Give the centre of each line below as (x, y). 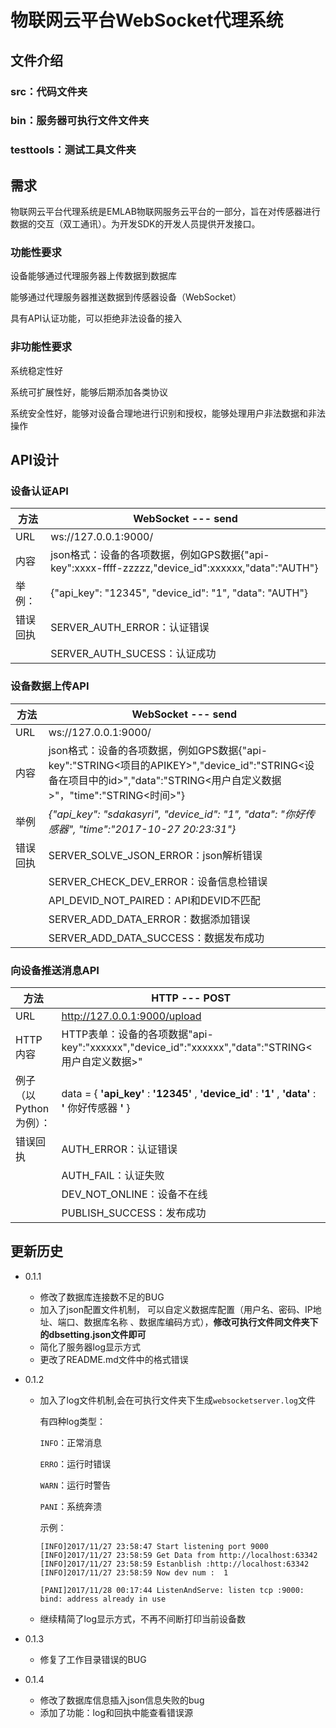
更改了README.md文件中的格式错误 (114, 1359)
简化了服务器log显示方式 (90, 1347)
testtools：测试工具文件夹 (73, 150)
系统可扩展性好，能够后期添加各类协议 (89, 392)
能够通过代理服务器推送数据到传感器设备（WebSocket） (126, 297)
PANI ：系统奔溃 (71, 1506)
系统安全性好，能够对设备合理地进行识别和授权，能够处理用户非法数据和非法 (168, 413)
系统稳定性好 (36, 370)
